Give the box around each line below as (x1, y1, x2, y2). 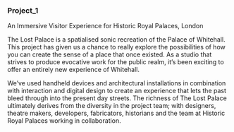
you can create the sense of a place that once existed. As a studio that (7, 50, 212, 59)
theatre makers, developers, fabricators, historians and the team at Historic (7, 109, 226, 118)
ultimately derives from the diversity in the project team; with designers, (7, 102, 216, 110)
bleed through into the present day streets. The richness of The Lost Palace (7, 94, 227, 102)
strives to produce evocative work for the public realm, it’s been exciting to (7, 58, 224, 66)
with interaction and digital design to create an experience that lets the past (7, 87, 227, 95)
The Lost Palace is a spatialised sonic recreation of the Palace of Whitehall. (7, 35, 226, 44)
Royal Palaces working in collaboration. (7, 116, 121, 125)
